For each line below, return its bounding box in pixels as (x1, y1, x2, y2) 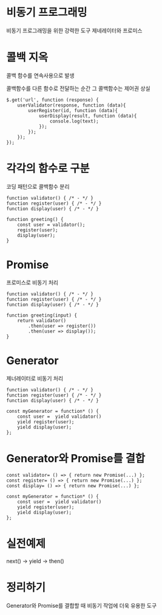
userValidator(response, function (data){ (17, 102, 126, 108)
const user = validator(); (17, 222, 86, 228)
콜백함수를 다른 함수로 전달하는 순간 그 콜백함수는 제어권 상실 (6, 85, 150, 92)
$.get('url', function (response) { (6, 97, 99, 103)
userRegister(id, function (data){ (28, 107, 118, 113)
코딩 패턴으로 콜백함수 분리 (6, 183, 70, 190)
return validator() (17, 317, 67, 323)
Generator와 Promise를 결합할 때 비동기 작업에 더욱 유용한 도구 (6, 602, 157, 609)
